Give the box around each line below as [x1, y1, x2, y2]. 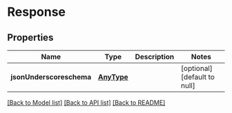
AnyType [97, 72, 129, 81]
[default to [180, 72, 215, 81]
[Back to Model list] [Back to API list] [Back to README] [7, 99, 166, 107]
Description [135, 52, 175, 61]
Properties [7, 32, 54, 43]
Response [7, 4, 66, 20]
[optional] [180, 63, 213, 73]
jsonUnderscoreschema [10, 72, 92, 81]
